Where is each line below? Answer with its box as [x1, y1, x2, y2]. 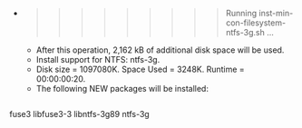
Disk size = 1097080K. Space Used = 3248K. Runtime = [35, 64, 245, 74]
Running [225, 8, 258, 18]
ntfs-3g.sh [225, 27, 265, 37]
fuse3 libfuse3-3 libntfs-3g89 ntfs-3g [9, 109, 150, 119]
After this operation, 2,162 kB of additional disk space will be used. [35, 44, 285, 55]
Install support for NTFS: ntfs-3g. [35, 54, 161, 64]
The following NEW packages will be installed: [35, 84, 209, 94]
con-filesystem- [225, 17, 287, 28]
